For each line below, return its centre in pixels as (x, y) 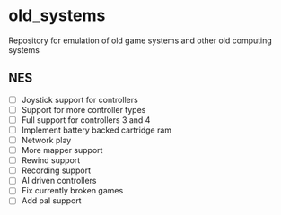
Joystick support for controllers (79, 99)
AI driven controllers (59, 181)
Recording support (56, 170)
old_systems (57, 16)
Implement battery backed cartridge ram (97, 130)
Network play (46, 140)
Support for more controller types (83, 109)
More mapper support (62, 150)
